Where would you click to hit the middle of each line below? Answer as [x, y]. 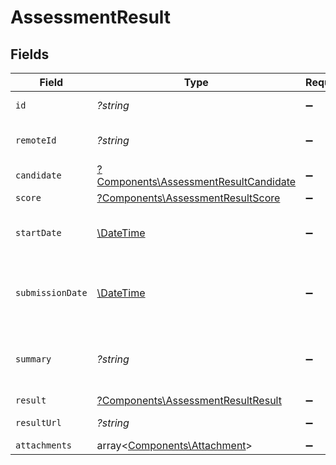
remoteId [36, 140]
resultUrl [38, 422]
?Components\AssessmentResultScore [188, 198]
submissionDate [51, 292]
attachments [44, 445]
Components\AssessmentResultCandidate [196, 181]
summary [33, 359]
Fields [30, 54]
